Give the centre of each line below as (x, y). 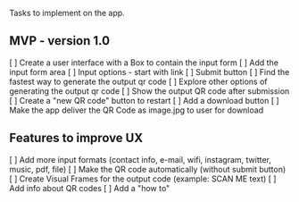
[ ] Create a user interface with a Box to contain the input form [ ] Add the (144, 63)
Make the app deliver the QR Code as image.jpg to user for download (137, 110)
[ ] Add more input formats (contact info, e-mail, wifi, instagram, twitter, (141, 159)
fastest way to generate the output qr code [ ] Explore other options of (138, 81)
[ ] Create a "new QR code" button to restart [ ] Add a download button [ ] (144, 100)
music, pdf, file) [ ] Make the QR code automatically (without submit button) (148, 169)
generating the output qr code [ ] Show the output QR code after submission (149, 91)
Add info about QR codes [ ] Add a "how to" (90, 188)
